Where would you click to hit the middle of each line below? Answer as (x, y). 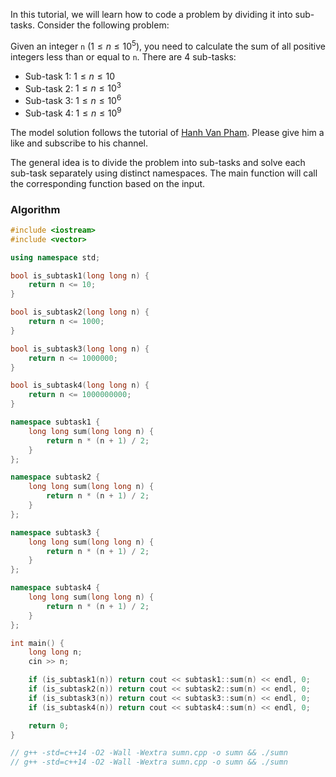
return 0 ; (49, 725)
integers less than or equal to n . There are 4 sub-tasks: (123, 56)
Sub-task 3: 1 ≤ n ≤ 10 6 (73, 99)
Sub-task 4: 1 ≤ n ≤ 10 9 (73, 112)
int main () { (37, 643)
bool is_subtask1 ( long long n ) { (80, 275)
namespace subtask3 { (55, 532)
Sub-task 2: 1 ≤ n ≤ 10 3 (73, 87)
